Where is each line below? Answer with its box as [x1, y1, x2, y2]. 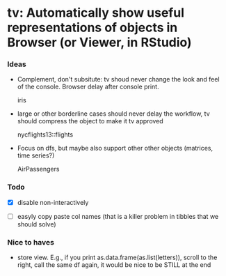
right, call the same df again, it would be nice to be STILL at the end [17, 261, 211, 269]
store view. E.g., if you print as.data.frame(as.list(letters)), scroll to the [17, 253, 218, 262]
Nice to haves [7, 237, 54, 247]
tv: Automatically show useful [7, 5, 185, 21]
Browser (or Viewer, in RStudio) [7, 35, 193, 50]
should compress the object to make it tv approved [17, 117, 163, 125]
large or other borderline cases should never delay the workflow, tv [17, 109, 210, 118]
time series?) [17, 151, 55, 160]
